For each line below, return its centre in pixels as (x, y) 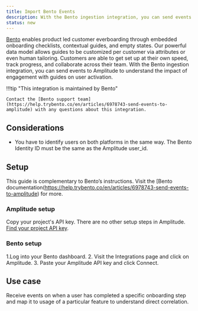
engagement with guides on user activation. (60, 77)
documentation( (26, 187)
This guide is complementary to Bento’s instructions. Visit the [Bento (89, 181)
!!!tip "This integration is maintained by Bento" (62, 89)
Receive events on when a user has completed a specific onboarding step (96, 296)
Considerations (35, 128)
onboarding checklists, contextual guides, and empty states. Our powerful (96, 46)
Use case (24, 281)
